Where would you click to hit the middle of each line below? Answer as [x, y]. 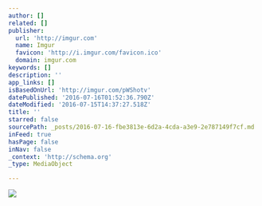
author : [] [26, 16]
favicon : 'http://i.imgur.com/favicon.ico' [88, 53]
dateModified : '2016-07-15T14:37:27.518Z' [80, 105]
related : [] [28, 23]
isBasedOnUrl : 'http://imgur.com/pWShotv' [80, 90]
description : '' [35, 75]
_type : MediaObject [41, 164]
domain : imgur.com [46, 61]
